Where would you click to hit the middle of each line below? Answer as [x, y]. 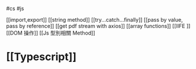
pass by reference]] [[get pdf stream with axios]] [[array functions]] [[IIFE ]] [98, 26]
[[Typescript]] [41, 57]
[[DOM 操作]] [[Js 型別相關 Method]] [51, 33]
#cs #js [15, 8]
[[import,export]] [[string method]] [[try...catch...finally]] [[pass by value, [94, 20]
